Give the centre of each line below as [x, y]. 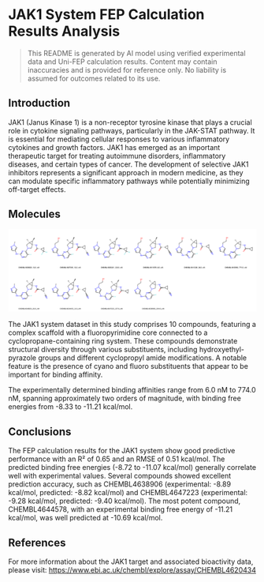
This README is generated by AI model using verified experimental [136, 53]
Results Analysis [64, 31]
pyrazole [22, 358]
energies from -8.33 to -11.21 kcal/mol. [71, 407]
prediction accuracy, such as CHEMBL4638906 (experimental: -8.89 [119, 484]
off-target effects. [37, 189]
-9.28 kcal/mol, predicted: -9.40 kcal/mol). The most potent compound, [125, 501]
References [37, 543]
